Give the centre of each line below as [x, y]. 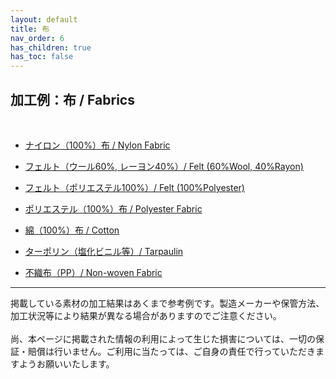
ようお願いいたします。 [66, 363]
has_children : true [51, 47]
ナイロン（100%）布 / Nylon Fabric [97, 145]
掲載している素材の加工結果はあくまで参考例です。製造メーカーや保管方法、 [167, 303]
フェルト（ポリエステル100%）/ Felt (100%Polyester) [134, 187]
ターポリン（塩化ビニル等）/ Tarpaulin [104, 251]
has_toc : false [42, 57]
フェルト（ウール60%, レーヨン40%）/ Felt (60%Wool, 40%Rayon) [164, 166]
